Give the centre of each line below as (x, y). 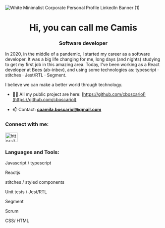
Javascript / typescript (28, 163)
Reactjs (13, 173)
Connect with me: (27, 124)
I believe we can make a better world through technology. (64, 85)
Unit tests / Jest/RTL (26, 192)
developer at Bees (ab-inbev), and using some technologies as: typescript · (82, 70)
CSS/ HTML (17, 221)
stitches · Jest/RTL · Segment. (36, 75)
